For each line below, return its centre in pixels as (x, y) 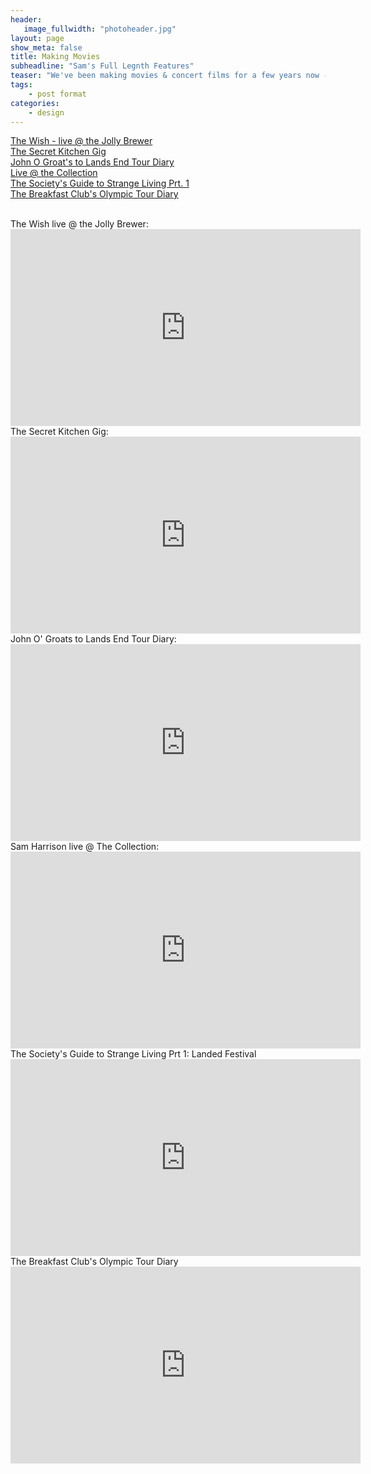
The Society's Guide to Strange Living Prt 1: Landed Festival (133, 1054)
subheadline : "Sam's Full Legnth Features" (102, 66)
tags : (21, 85)
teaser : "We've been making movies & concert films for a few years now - (169, 76)
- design (46, 112)
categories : (35, 103)
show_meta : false (46, 47)
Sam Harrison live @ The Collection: (85, 847)
